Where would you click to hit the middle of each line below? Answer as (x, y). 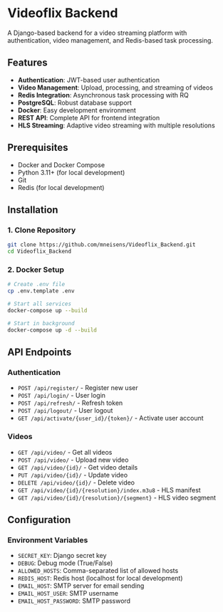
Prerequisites (38, 148)
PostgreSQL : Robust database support (74, 102)
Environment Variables (48, 540)
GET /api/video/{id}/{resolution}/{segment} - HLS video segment (116, 497)
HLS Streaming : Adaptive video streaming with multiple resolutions (116, 125)
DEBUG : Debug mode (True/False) (65, 563)
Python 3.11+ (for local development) (71, 172)
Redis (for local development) (61, 187)
